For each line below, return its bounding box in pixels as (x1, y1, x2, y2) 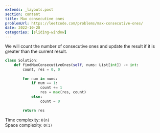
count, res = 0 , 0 (23, 67, 60, 72)
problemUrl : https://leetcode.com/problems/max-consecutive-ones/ (5, 21, 143, 26)
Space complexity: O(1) (5, 122, 53, 128)
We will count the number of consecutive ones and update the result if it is (5, 44, 155, 49)
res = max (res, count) (40, 90, 87, 95)
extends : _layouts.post (5, 7, 54, 12)
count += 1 (40, 85, 63, 90)
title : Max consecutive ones (5, 16, 65, 21)
